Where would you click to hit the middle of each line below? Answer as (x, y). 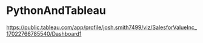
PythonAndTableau (56, 11)
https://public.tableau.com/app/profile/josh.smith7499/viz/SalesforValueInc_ (101, 27)
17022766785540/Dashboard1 (44, 33)
